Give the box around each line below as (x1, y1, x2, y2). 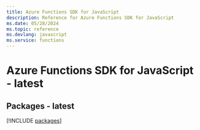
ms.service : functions (6, 37, 64, 43)
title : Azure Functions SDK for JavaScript (6, 9, 120, 15)
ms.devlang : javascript (6, 32, 67, 38)
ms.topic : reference (6, 26, 60, 32)
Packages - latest (6, 101, 75, 111)
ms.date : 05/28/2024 (6, 20, 60, 26)
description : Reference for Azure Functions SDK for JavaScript (6, 15, 174, 21)
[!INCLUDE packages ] (6, 117, 62, 124)
